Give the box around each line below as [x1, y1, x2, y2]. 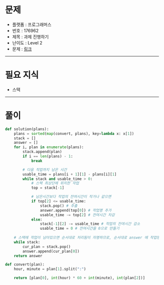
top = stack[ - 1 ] [31, 185, 64, 191]
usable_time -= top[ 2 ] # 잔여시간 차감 [40, 212, 115, 218]
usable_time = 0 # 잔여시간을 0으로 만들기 [40, 226, 120, 231]
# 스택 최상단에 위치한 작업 [31, 181, 80, 186]
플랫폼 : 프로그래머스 [12, 22, 52, 27]
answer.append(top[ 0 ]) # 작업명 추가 [40, 208, 112, 213]
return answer [14, 253, 42, 258]
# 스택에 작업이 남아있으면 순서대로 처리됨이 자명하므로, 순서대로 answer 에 [14, 235, 148, 240]
